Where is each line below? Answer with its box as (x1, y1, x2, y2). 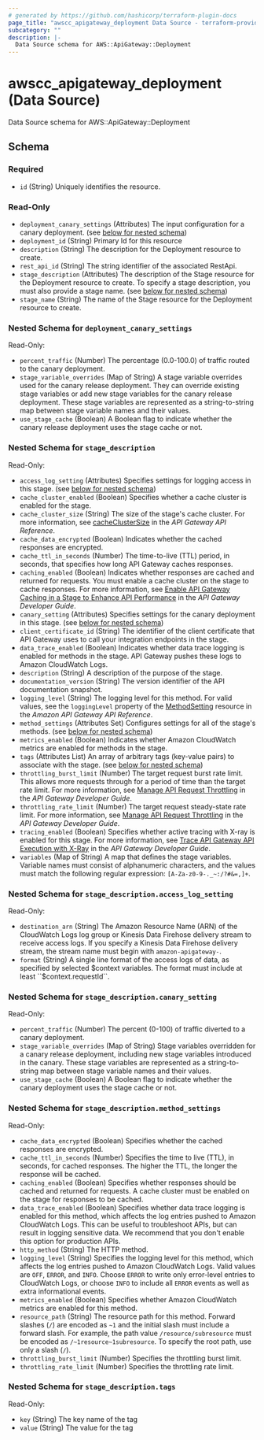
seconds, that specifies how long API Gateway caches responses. (19, 559, 233, 568)
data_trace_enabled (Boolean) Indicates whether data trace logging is (19, 642, 245, 652)
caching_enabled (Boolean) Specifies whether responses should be (19, 1178, 237, 1187)
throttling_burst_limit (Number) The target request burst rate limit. (19, 768, 244, 778)
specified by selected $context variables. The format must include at (19, 963, 243, 972)
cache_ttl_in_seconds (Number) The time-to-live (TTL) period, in (19, 550, 230, 560)
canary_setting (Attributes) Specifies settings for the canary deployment (19, 609, 255, 619)
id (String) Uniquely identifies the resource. (19, 182, 161, 191)
